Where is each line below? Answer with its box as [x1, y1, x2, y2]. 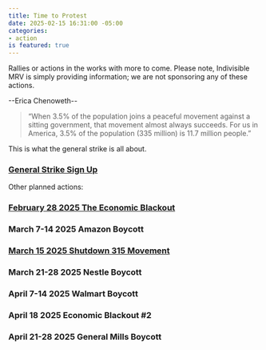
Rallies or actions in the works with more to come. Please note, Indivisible [8, 63, 250, 73]
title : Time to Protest [8, 11, 88, 20]
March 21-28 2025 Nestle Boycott [8, 267, 142, 278]
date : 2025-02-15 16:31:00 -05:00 [8, 19, 124, 27]
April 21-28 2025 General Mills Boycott [8, 331, 162, 342]
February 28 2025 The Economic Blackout [8, 202, 176, 213]
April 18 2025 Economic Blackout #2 [8, 309, 152, 320]
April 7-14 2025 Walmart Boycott [8, 288, 138, 300]
